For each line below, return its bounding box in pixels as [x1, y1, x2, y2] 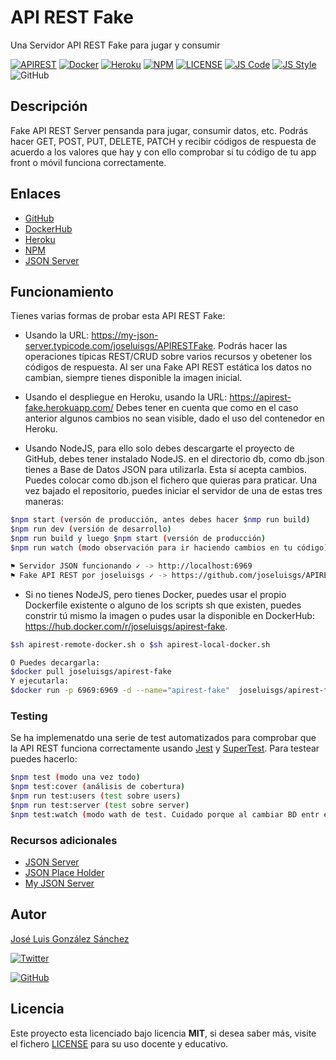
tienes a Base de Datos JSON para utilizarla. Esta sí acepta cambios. [24, 464, 307, 476]
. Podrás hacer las [213, 340, 288, 352]
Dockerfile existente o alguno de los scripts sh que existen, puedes [24, 599, 302, 611]
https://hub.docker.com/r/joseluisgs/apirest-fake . [24, 620, 228, 632]
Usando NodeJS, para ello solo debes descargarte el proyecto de [24, 442, 295, 455]
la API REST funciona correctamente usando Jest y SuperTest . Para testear [10, 742, 320, 755]
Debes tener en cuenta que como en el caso [115, 402, 299, 414]
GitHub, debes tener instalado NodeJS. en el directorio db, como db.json [24, 453, 325, 465]
